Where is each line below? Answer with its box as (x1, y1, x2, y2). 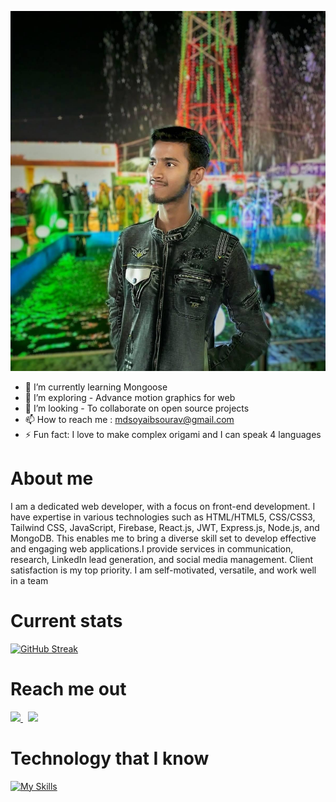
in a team (10, 574, 49, 586)
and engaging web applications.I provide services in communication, (10, 542, 294, 555)
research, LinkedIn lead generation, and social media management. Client (10, 553, 314, 565)
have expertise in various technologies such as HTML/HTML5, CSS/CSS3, (10, 511, 316, 523)
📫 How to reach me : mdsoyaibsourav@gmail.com (24, 414, 235, 425)
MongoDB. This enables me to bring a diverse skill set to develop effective (10, 532, 317, 544)
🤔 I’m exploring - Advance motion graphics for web (24, 392, 236, 403)
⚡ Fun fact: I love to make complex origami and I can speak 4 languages (24, 429, 322, 440)
